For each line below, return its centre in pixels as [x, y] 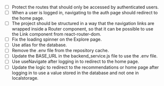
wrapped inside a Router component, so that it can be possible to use [82, 29]
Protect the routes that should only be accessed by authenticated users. [85, 7]
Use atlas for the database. [39, 45]
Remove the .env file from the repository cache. [60, 51]
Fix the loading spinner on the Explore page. [57, 39]
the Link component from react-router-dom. [57, 34]
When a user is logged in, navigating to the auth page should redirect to [85, 13]
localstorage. [25, 78]
